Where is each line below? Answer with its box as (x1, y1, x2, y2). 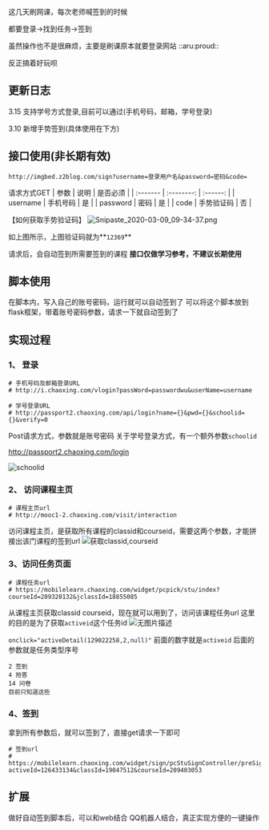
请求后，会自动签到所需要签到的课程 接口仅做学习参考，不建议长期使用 (8, 249, 242, 258)
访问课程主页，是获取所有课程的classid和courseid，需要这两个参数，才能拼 (8, 526, 257, 536)
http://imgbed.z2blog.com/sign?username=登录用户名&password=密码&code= (8, 172, 247, 180)
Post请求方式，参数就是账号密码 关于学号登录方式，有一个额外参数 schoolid (8, 431, 258, 441)
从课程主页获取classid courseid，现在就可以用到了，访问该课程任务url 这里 (8, 608, 255, 617)
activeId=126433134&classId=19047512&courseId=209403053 (8, 767, 203, 775)
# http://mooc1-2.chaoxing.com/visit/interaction (8, 512, 178, 520)
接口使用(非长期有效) (8, 149, 111, 163)
